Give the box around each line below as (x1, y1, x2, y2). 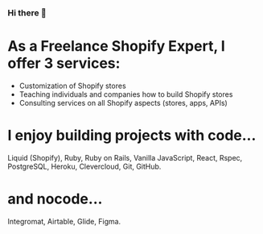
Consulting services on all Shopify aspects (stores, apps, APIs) (18, 98, 228, 107)
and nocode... (7, 190, 103, 208)
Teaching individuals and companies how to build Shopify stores (18, 89, 233, 99)
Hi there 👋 (7, 7, 47, 19)
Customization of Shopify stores (18, 81, 126, 90)
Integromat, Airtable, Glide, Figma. (7, 216, 121, 226)
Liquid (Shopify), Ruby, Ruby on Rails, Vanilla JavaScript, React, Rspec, (7, 153, 243, 162)
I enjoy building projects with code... (7, 127, 257, 144)
